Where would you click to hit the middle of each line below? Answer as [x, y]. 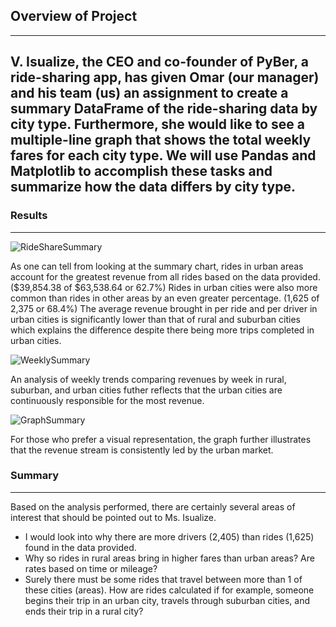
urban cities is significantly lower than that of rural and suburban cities [155, 319]
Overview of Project [74, 16]
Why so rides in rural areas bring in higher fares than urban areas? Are [169, 558]
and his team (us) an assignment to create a [149, 93]
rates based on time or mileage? [91, 568]
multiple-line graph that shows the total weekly [161, 140]
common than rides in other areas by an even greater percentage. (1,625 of [165, 298]
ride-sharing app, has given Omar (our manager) [165, 77]
